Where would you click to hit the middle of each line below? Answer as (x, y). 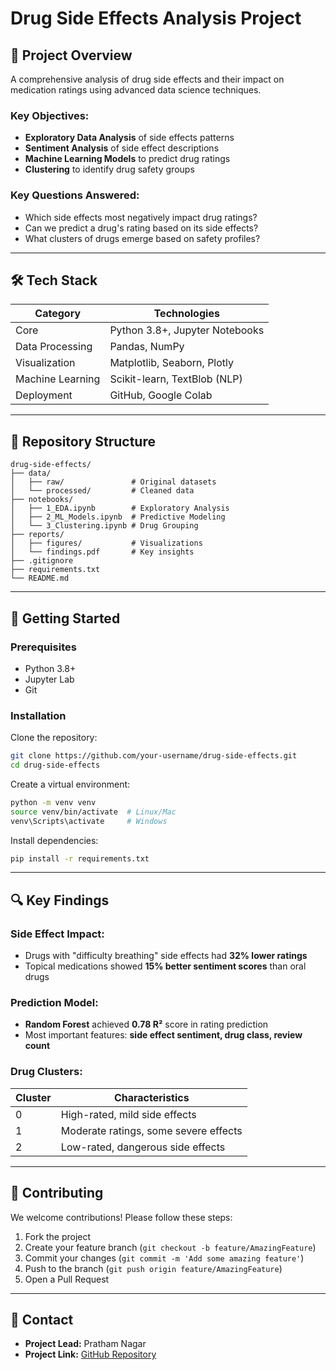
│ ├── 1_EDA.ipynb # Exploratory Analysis (120, 508)
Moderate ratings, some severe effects (151, 1130)
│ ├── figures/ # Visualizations (106, 543)
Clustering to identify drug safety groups (109, 169)
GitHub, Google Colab (161, 395)
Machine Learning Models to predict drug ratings (127, 159)
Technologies (186, 314)
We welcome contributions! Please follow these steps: (121, 1217)
